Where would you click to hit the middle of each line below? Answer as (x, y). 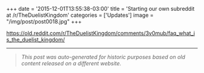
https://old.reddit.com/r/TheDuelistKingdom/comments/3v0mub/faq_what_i (101, 33)
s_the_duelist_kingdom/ (36, 40)
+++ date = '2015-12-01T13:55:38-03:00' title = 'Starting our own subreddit (100, 9)
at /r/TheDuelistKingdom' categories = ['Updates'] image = (80, 15)
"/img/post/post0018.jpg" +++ (44, 21)
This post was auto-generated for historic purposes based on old (103, 57)
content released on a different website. (71, 63)
